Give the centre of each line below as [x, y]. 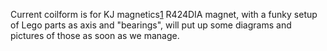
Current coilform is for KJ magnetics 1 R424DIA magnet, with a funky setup [164, 14]
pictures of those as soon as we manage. [95, 35]
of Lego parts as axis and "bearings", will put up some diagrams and [151, 25]
